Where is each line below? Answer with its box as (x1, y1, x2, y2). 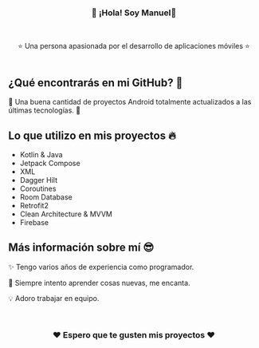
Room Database (19, 192, 73, 202)
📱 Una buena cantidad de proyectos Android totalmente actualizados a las (8, 97, 252, 107)
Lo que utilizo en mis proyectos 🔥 (8, 129, 177, 142)
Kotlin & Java (19, 149, 63, 159)
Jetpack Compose (19, 158, 81, 168)
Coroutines (19, 184, 57, 193)
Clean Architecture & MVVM (19, 209, 113, 219)
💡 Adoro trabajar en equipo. (8, 293, 100, 303)
